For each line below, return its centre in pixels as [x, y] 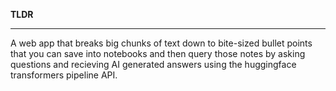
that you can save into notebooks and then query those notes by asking [158, 53]
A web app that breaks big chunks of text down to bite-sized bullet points [161, 43]
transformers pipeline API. [64, 75]
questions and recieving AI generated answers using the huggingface [153, 64]
